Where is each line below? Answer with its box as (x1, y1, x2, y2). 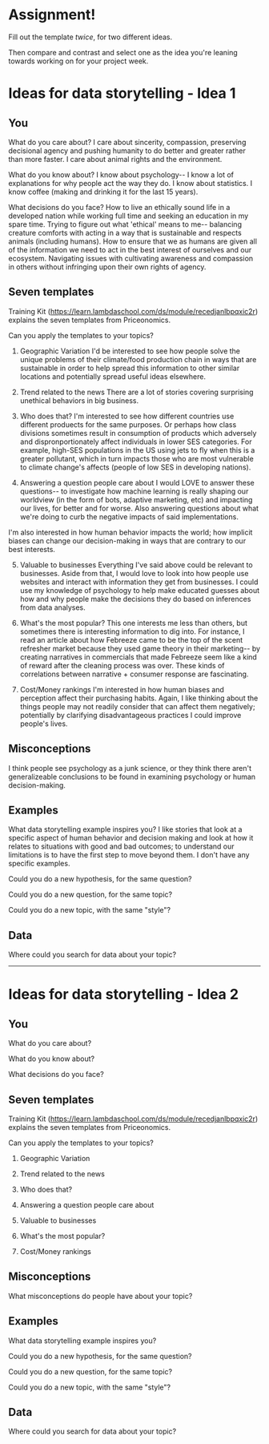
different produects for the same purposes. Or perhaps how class (19, 419, 237, 430)
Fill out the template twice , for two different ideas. (8, 32, 173, 42)
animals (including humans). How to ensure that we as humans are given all (8, 236, 258, 246)
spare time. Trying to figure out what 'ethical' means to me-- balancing (8, 219, 243, 229)
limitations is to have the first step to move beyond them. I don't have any (8, 850, 250, 860)
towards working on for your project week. (8, 56, 149, 66)
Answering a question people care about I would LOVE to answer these (19, 478, 255, 487)
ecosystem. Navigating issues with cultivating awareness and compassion (8, 253, 254, 263)
